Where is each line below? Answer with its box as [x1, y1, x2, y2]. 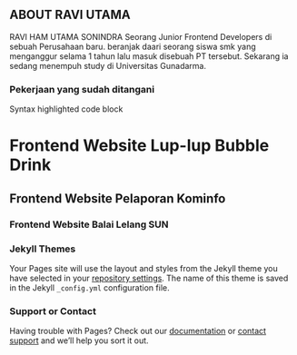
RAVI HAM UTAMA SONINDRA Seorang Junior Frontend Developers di [9, 31, 272, 42]
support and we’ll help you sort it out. [9, 335, 149, 346]
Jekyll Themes [9, 242, 76, 255]
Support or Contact [9, 304, 97, 317]
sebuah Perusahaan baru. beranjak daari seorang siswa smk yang [9, 41, 256, 52]
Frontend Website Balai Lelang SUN [9, 218, 170, 231]
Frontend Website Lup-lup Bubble [9, 135, 270, 156]
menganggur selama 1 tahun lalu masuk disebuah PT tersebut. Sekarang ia [9, 50, 289, 62]
